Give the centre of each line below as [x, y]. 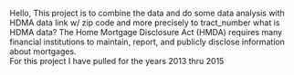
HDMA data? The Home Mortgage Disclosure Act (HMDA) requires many [146, 32]
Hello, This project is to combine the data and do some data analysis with [147, 13]
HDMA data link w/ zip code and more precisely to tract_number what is [145, 23]
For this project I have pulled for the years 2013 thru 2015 [117, 61]
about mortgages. [43, 52]
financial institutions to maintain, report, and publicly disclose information [147, 42]
